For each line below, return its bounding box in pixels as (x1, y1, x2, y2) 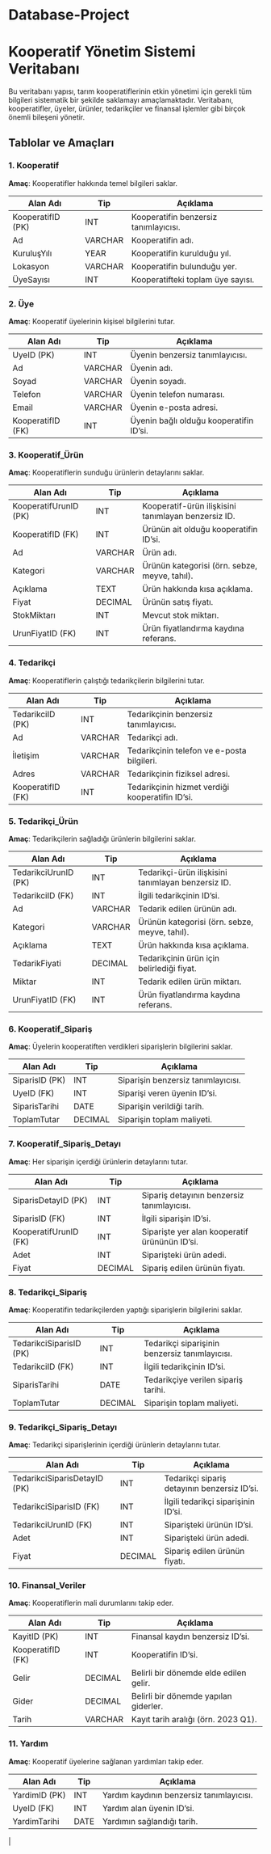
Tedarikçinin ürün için (138, 952, 220, 964)
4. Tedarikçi (8, 657, 56, 669)
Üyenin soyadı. (130, 376, 187, 387)
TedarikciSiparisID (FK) (12, 1501, 101, 1513)
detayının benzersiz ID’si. (164, 1483, 259, 1494)
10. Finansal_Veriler (8, 1580, 86, 1591)
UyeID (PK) (12, 349, 55, 361)
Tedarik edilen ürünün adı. (138, 903, 237, 914)
